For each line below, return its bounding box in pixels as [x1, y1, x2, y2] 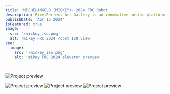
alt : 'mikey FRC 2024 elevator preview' [14, 54, 101, 60]
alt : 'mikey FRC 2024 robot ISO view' [10, 36, 93, 41]
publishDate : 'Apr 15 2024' [5, 17, 65, 22]
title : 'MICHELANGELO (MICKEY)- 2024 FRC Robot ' [5, 7, 113, 13]
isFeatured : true [5, 21, 42, 27]
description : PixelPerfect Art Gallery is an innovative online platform [5, 12, 165, 17]
